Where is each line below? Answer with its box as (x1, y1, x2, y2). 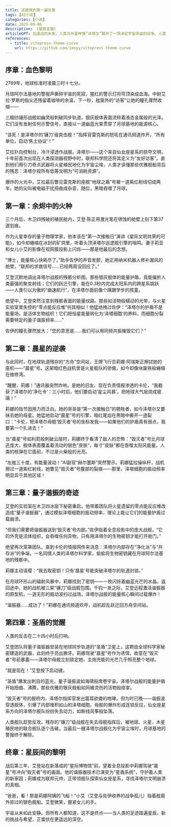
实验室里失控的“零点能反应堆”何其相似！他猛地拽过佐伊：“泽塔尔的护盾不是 (5, 304, 163, 310)
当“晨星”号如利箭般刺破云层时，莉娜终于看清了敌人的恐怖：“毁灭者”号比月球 (5, 436, 165, 442)
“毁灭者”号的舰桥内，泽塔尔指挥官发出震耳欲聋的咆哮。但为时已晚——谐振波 (5, 695, 165, 701)
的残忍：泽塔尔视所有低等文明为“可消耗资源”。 (5, 168, 103, 174)
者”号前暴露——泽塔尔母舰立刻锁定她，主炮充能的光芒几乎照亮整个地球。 (5, 656, 159, 662)
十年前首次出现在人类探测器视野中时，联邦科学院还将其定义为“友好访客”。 (5, 155, 161, 161)
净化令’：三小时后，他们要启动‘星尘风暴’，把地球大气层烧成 (33, 389, 157, 395)
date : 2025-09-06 (5, 21, 42, 27)
